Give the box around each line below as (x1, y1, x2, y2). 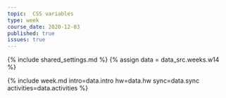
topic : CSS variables (7, 10, 74, 17)
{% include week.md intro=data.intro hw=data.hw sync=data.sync (7, 76, 200, 85)
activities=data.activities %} (7, 84, 89, 92)
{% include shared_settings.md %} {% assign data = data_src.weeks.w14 (7, 55, 220, 64)
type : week (7, 17, 39, 24)
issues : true (7, 36, 46, 43)
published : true (7, 29, 55, 37)
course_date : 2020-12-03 (7, 23, 80, 30)
